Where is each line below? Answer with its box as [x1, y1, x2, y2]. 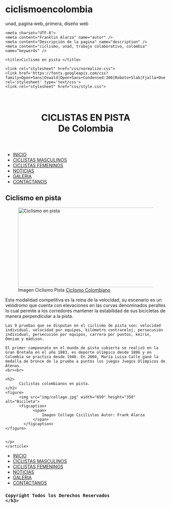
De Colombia [58, 123, 114, 134]
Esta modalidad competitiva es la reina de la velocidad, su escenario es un [5, 296, 162, 303]
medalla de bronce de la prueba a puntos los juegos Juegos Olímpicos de [5, 359, 166, 364]
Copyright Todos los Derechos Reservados [5, 492, 110, 498]
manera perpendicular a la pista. [5, 313, 74, 319]
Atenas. [5, 363, 22, 368]
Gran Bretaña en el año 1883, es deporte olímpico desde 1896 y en [5, 350, 152, 355]
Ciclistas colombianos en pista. [18, 381, 90, 386]
